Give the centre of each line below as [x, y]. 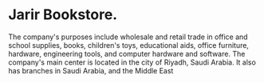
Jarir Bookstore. [63, 15]
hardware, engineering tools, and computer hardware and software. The [127, 53]
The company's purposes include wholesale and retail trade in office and [128, 37]
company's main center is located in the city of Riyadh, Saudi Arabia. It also [132, 62]
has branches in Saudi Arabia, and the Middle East [91, 70]
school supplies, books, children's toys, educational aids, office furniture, [129, 45]
